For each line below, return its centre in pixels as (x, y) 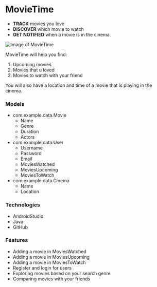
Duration (30, 131)
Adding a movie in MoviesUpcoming (51, 257)
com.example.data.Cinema (41, 181)
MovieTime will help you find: (36, 54)
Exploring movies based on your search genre (62, 273)
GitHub (20, 227)
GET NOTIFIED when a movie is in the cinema (61, 34)
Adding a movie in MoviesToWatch (49, 262)
